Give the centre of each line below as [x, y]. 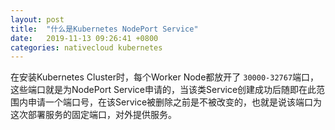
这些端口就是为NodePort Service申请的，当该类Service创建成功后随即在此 [163, 90]
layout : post [37, 19]
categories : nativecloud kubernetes [86, 47]
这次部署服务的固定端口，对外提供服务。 [93, 115]
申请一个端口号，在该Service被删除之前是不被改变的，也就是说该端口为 [175, 102]
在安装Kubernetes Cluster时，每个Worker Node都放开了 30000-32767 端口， [165, 77]
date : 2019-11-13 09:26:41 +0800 [84, 38]
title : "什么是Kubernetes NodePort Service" [104, 29]
